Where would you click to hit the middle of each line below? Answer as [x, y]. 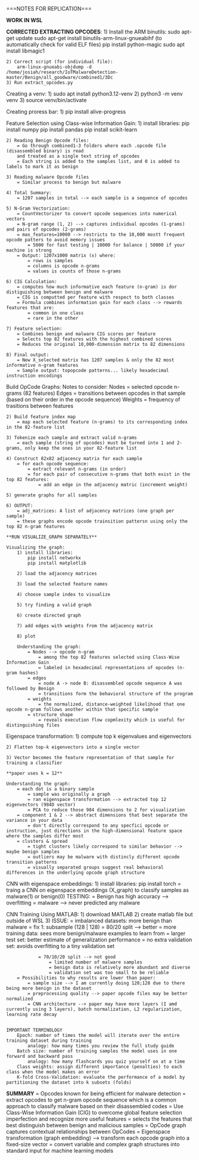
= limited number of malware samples [96, 962]
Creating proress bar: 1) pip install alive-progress [66, 112]
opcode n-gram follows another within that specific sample [83, 710]
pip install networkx [55, 558]
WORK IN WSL [24, 20]
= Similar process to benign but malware [69, 182]
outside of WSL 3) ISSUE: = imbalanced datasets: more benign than [89, 920]
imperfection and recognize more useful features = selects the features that [99, 1119]
